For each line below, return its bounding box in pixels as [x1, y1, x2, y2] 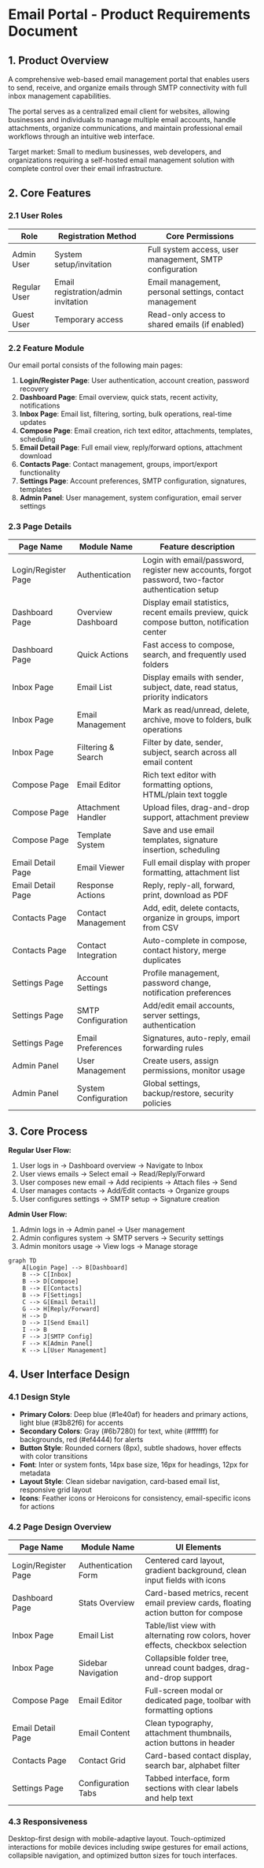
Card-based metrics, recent [145, 1587, 249, 1598]
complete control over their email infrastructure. [8, 164, 163, 173]
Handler [77, 812, 107, 823]
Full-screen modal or [145, 1685, 223, 1696]
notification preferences [142, 987, 232, 998]
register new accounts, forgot [142, 565, 252, 576]
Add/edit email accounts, [142, 1000, 235, 1011]
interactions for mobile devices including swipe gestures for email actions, [8, 1843, 249, 1852]
